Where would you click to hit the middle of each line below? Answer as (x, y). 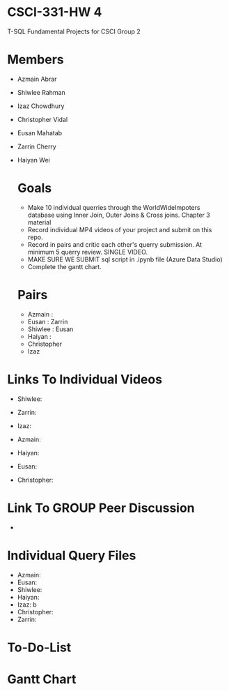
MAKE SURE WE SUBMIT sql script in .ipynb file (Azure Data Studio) (125, 259)
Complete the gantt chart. (65, 266)
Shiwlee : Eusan (50, 329)
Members (35, 60)
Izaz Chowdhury (41, 106)
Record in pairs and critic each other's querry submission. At (115, 244)
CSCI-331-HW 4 (55, 12)
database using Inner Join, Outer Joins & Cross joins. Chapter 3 (119, 215)
